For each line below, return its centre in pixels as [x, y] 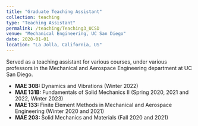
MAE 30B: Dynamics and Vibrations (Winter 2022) [76, 86]
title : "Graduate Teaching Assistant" [54, 12]
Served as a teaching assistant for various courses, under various [87, 62]
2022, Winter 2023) [39, 98]
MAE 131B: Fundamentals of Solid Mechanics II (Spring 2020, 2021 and [102, 92]
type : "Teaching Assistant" [41, 23]
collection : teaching [33, 17]
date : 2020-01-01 [28, 39]
